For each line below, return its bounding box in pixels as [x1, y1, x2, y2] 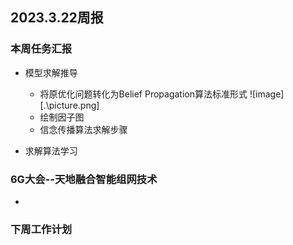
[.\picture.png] [39, 99, 100, 111]
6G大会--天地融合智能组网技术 [10, 172, 158, 186]
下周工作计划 [10, 222, 73, 236]
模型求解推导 [24, 66, 78, 78]
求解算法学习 [24, 144, 78, 157]
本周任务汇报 [10, 42, 73, 56]
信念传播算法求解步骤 [39, 123, 128, 135]
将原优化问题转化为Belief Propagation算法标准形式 [39, 88, 248, 100]
